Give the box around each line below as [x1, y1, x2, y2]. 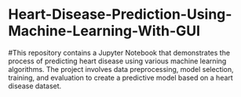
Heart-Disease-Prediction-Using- [8, 5, 232, 23]
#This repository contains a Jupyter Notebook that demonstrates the [8, 48, 230, 57]
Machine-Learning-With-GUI [8, 22, 201, 40]
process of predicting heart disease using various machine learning [8, 56, 227, 66]
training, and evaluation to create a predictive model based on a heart [8, 73, 233, 82]
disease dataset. [8, 81, 62, 91]
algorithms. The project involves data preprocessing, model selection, [8, 64, 234, 74]
